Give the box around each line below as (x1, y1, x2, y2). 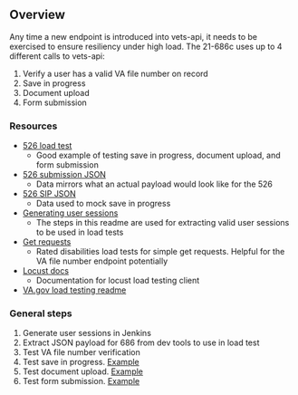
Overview (9, 7, 66, 23)
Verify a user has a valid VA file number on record (22, 68, 208, 79)
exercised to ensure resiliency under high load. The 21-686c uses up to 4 (9, 41, 283, 52)
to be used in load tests (35, 226, 124, 238)
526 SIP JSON (22, 188, 77, 199)
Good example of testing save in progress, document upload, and (35, 149, 281, 161)
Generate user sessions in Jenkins (22, 328, 152, 339)
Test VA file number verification (22, 347, 140, 358)
